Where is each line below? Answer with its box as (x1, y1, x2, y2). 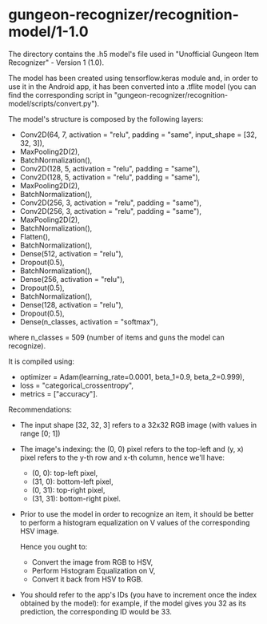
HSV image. (19, 526, 60, 536)
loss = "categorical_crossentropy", (19, 380, 134, 390)
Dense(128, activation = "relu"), (19, 300, 124, 309)
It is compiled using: (8, 356, 74, 366)
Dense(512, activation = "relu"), (19, 248, 124, 258)
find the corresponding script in (8, 90, 113, 99)
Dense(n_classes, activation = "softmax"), (19, 316, 158, 326)
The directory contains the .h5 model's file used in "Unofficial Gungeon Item (8, 49, 260, 58)
